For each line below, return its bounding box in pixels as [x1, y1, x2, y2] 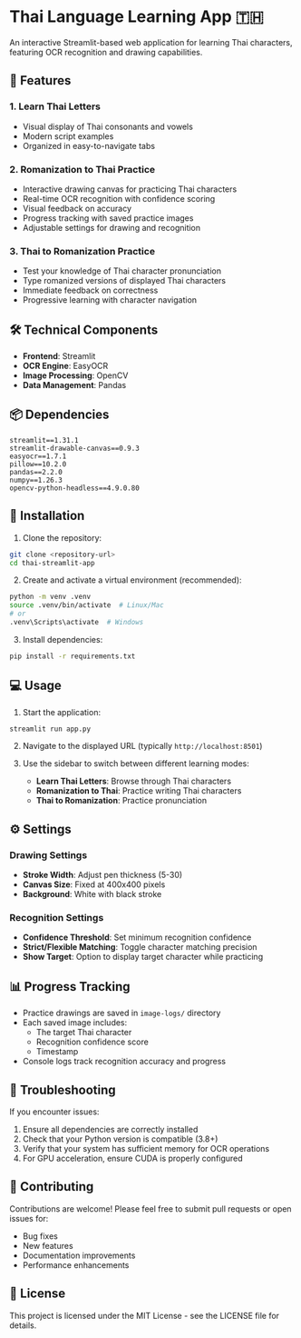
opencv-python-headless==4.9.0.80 [9, 484, 141, 493]
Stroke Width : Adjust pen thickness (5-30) [22, 870, 183, 881]
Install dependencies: [22, 634, 103, 644]
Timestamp [35, 1046, 79, 1057]
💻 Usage [9, 678, 62, 694]
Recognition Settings [9, 912, 104, 924]
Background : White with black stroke [22, 889, 162, 900]
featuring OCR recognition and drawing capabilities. [9, 46, 203, 57]
